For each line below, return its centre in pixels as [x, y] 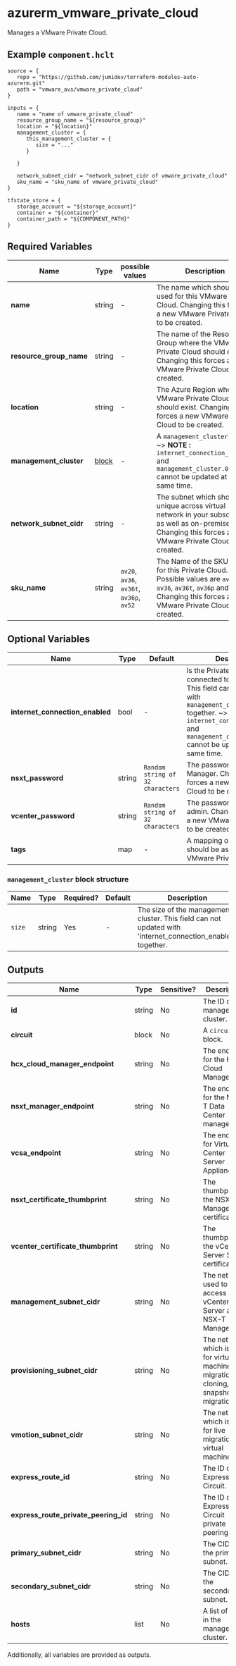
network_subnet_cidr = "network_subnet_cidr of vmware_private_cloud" [122, 175]
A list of [215, 1611]
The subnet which [186, 497]
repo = [26, 77]
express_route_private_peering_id [69, 1515]
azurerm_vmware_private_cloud [103, 13]
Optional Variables [48, 639]
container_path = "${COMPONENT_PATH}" [73, 219]
